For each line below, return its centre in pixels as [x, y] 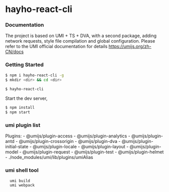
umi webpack [22, 185]
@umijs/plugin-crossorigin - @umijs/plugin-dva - [70, 141]
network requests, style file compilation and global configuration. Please [80, 41]
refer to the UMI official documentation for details [56, 47]
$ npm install [20, 108]
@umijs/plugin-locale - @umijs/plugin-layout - [80, 147]
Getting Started [24, 65]
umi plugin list [23, 125]
